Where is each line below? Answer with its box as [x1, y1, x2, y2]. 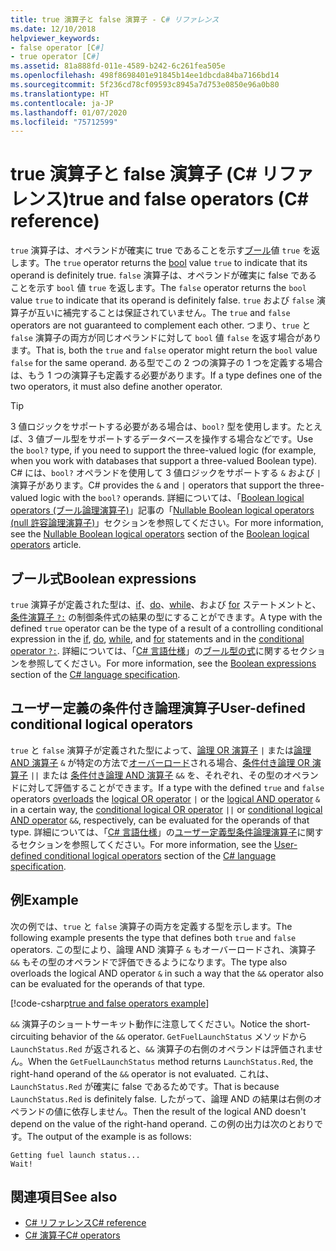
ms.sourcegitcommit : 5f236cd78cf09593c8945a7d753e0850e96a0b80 [10, 80, 280, 90]
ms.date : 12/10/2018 [10, 24, 97, 34]
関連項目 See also [10, 1189, 118, 1206]
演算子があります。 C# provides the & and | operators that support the [10, 479, 297, 491]
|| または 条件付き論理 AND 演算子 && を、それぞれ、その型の [29, 769, 284, 781]
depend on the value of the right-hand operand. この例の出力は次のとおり [10, 1117, 315, 1130]
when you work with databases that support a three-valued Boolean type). [10, 455, 318, 467]
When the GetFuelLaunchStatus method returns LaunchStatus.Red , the [28, 1055, 314, 1067]
